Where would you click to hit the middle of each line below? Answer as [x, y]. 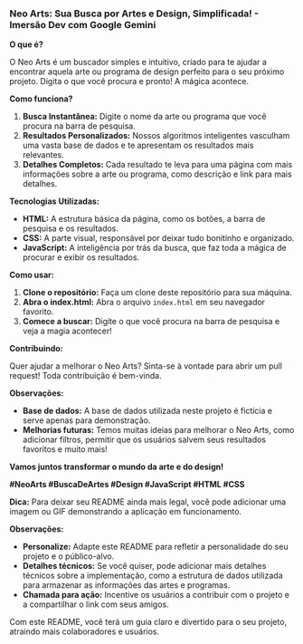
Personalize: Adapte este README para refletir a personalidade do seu [155, 547]
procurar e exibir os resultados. [81, 257]
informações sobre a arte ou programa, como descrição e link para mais [157, 174]
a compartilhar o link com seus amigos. [95, 604]
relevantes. [43, 155]
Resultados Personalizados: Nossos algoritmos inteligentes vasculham [156, 136]
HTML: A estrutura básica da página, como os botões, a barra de [144, 219]
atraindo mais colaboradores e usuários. [85, 631]
